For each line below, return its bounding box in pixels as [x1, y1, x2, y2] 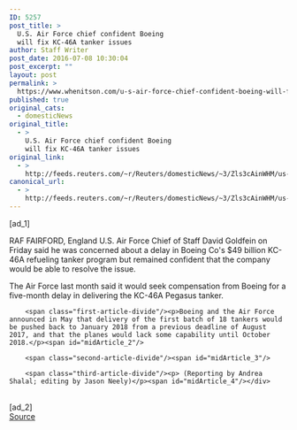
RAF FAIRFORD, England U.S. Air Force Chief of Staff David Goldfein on [9, 235, 268, 246]
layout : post [9, 71, 57, 80]
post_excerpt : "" [9, 63, 73, 72]
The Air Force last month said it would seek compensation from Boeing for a [9, 280, 286, 291]
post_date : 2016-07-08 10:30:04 [9, 54, 128, 63]
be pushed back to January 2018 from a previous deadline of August [9, 322, 267, 332]
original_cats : [9, 104, 65, 112]
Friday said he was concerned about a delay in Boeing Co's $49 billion [9, 244, 267, 255]
